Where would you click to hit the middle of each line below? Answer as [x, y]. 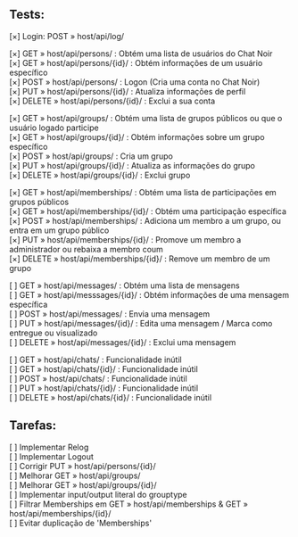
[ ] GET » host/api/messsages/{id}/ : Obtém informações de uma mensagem [149, 294]
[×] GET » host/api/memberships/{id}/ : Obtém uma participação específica [148, 211]
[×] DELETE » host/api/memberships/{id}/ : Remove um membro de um [140, 259]
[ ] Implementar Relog [49, 447]
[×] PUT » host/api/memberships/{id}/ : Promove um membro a [125, 239]
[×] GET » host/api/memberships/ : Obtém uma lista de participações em [143, 192]
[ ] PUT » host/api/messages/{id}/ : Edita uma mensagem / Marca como [141, 323]
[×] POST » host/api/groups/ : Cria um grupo [91, 156]
